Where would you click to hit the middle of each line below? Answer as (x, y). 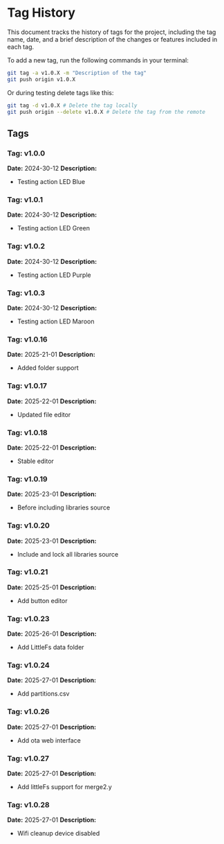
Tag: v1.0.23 (28, 618)
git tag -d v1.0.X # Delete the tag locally (72, 105)
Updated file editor (44, 414)
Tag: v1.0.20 (29, 525)
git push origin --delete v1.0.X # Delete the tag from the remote (106, 112)
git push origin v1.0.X (41, 79)
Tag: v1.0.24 (28, 666)
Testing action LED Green (53, 228)
